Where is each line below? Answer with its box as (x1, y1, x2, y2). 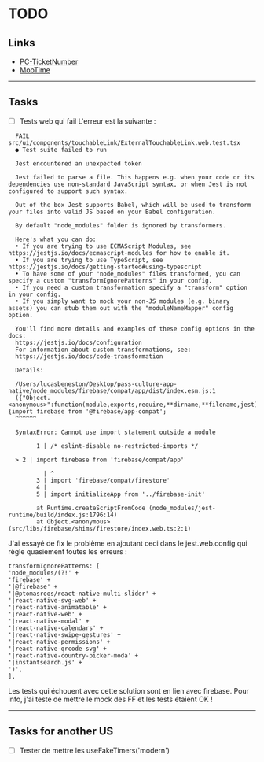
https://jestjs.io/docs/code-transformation (15, 352, 163, 361)
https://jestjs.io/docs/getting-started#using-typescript (8, 263, 202, 271)
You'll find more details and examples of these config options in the (15, 324, 255, 333)
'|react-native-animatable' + (8, 603, 108, 611)
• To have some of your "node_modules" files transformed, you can (15, 269, 241, 278)
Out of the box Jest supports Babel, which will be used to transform (15, 201, 251, 209)
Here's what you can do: (15, 235, 97, 243)
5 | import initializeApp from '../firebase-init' (36, 490, 206, 498)
